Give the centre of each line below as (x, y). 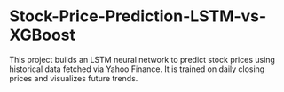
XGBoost (43, 35)
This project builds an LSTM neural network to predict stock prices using (142, 59)
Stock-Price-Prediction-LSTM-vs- (138, 16)
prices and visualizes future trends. (74, 78)
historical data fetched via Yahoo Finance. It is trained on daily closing (137, 69)
